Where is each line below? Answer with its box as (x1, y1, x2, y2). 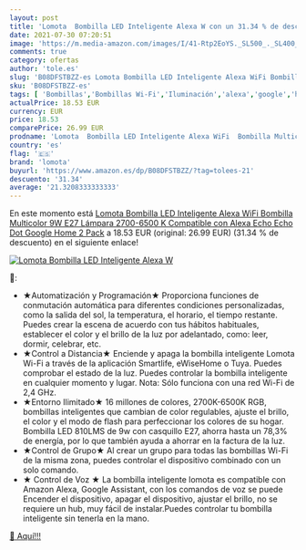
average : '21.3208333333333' (9, 183, 120, 192)
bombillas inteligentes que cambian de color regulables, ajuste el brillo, (22, 407, 290, 418)
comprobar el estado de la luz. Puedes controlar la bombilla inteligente (22, 368, 289, 379)
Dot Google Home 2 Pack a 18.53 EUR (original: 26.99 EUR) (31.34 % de (9, 227, 280, 238)
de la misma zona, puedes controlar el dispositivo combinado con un (22, 455, 281, 466)
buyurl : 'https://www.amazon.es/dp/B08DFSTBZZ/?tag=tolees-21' (9, 166, 255, 175)
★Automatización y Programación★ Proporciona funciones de (22, 290, 260, 301)
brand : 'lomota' (9, 157, 71, 167)
